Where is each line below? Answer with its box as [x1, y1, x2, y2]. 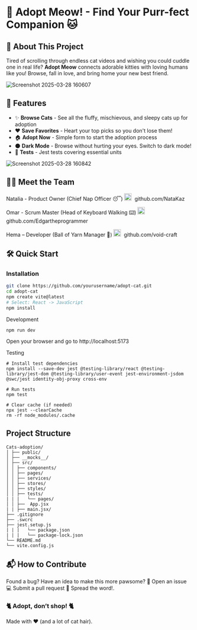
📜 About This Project [6, 41, 84, 52]
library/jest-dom [6, 371, 49, 377]
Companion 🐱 [6, 18, 78, 31]
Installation [6, 269, 40, 278]
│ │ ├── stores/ [6, 480, 46, 486]
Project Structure [6, 429, 71, 439]
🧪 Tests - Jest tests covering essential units [14, 148, 122, 156]
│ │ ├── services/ [6, 475, 51, 481]
